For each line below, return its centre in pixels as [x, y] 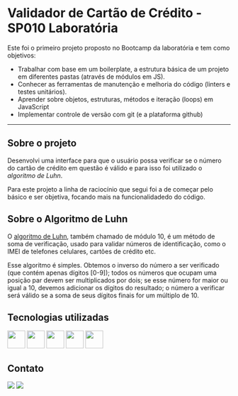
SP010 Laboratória [63, 28]
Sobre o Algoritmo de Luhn [68, 219]
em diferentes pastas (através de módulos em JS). [91, 77]
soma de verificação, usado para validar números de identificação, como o [117, 243]
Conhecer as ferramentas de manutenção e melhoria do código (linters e [124, 84]
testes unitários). [42, 92]
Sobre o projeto [42, 143]
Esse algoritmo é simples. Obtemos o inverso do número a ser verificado [113, 265]
